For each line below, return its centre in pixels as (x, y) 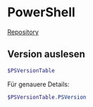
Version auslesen (46, 54)
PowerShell (41, 12)
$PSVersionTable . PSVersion (47, 97)
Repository (23, 32)
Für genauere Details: (38, 84)
